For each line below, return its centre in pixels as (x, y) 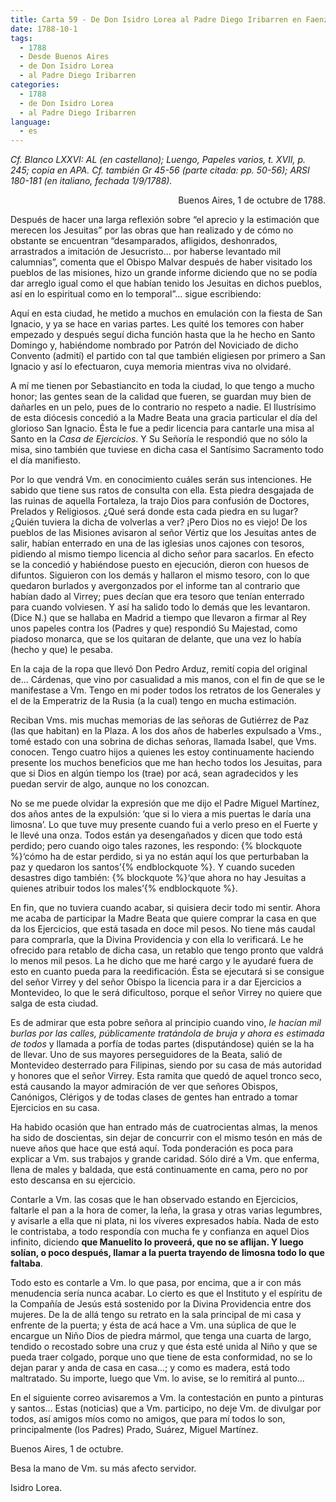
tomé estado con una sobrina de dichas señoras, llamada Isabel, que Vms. (163, 742)
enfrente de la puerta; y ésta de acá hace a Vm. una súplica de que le (153, 1325)
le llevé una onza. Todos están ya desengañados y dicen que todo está (156, 835)
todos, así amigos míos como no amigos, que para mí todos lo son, (148, 1419)
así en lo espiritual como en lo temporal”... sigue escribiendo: (136, 294)
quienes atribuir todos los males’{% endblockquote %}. (124, 888)
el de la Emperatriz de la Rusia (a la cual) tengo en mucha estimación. (153, 701)
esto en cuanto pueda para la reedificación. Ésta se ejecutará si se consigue (167, 972)
